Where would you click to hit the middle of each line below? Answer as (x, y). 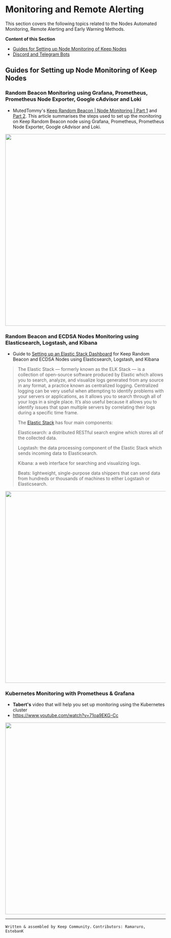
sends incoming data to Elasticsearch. (58, 453)
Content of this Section (30, 39)
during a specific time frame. (48, 412)
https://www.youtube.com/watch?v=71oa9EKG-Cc (65, 716)
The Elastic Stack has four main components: (65, 422)
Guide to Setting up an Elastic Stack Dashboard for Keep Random (81, 353)
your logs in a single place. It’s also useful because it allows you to (87, 401)
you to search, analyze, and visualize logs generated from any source (91, 380)
